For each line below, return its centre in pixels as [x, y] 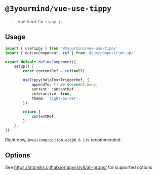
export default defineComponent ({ [41, 62]
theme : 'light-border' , [56, 98]
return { [32, 112]
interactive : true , [51, 94]
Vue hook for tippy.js [40, 21]
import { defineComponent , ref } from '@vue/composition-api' [70, 53]
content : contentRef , [54, 89]
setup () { [24, 66]
